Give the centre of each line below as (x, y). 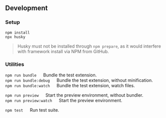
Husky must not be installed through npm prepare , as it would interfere (89, 46)
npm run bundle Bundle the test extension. (51, 75)
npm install (17, 32)
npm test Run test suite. (32, 110)
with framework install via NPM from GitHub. (63, 51)
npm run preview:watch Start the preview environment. (64, 100)
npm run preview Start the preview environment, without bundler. (74, 95)
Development (27, 8)
